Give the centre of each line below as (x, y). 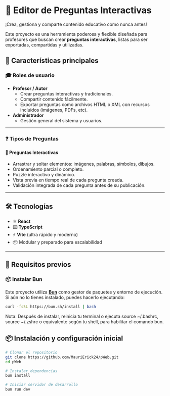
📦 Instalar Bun (24, 279)
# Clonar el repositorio (31, 352)
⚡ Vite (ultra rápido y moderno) (45, 234)
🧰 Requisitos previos (38, 264)
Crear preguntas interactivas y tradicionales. (66, 93)
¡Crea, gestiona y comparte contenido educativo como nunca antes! (76, 24)
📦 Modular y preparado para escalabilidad (57, 242)
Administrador (28, 115)
